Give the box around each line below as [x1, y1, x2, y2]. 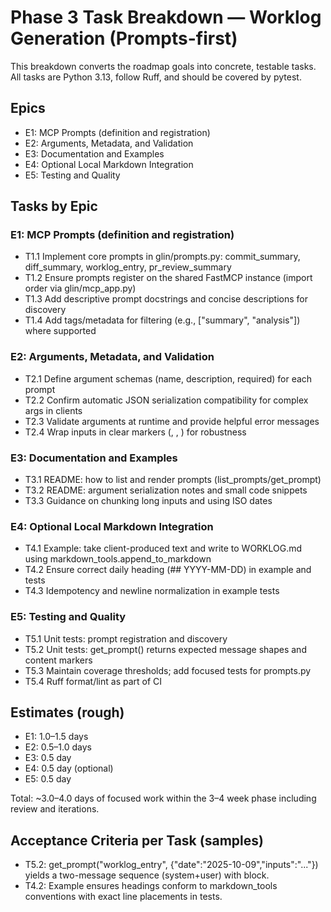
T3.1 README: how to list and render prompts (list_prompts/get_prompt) [24, 474, 322, 486]
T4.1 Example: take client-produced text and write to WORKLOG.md [24, 542, 303, 555]
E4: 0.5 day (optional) [24, 762, 114, 775]
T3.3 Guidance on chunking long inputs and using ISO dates [24, 495, 273, 507]
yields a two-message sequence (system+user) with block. [24, 869, 270, 881]
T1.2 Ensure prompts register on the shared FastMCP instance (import [24, 272, 313, 284]
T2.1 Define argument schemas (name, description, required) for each [24, 372, 313, 385]
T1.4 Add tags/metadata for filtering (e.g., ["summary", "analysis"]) [24, 314, 301, 326]
